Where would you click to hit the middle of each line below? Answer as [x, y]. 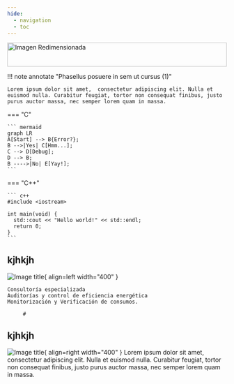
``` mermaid [24, 127]
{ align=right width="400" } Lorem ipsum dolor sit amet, [124, 352]
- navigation [32, 20]
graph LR [20, 133]
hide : [15, 14]
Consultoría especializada [46, 290]
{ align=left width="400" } [81, 277]
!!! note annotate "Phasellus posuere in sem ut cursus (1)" [89, 77]
